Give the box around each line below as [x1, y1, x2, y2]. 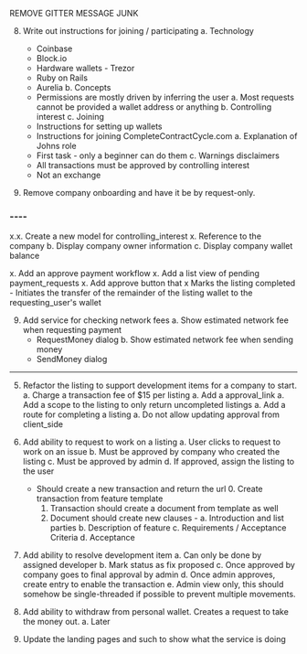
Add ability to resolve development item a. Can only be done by [22, 550, 262, 561]
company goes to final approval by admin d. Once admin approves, [22, 569, 276, 580]
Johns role [36, 141, 77, 151]
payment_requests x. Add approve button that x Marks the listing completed [9, 278, 296, 289]
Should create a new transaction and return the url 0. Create [36, 484, 263, 495]
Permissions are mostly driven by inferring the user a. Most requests [36, 91, 295, 102]
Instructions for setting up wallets [36, 121, 163, 132]
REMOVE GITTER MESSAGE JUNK [9, 8, 139, 18]
